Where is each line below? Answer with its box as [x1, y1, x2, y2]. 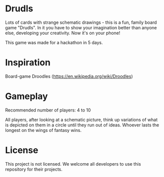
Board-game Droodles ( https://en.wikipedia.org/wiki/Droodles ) [5, 73, 133, 79]
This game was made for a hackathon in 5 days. [5, 39, 103, 45]
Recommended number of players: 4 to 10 [5, 107, 91, 113]
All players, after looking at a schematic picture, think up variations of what [5, 117, 158, 122]
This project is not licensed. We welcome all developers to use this [5, 161, 141, 167]
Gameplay [5, 91, 48, 102]
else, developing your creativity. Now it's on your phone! [5, 30, 120, 36]
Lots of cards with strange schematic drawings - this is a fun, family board [5, 19, 157, 25]
